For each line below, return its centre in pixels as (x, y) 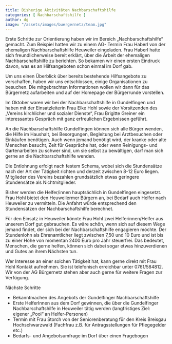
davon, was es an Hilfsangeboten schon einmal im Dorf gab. (69, 66)
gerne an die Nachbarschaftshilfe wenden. (50, 156)
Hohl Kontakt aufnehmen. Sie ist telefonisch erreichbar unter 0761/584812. (84, 267)
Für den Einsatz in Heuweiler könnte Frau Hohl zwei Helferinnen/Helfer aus (84, 219)
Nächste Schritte (23, 288)
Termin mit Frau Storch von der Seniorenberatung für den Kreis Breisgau (89, 319)
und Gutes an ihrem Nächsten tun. (42, 252)
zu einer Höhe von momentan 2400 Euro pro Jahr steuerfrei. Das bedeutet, (85, 241)
